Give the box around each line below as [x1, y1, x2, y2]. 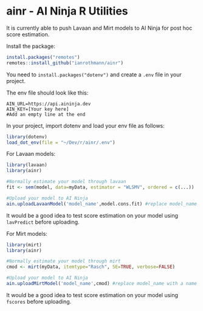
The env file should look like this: [6, 89, 89, 96]
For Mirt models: [6, 230, 47, 237]
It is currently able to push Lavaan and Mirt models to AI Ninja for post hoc [6, 24, 193, 32]
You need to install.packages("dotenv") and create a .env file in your [6, 71, 182, 78]
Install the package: [6, 42, 56, 50]
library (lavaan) [6, 162, 47, 168]
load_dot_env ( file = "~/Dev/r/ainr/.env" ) [6, 139, 115, 145]
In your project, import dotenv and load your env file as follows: [6, 122, 165, 129]
